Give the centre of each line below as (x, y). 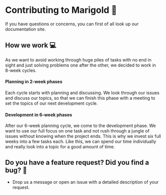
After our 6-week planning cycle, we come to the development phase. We (81, 126)
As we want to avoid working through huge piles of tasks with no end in (78, 60)
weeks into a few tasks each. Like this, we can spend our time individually (81, 141)
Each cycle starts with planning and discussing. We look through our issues (83, 93)
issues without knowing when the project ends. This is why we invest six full (83, 136)
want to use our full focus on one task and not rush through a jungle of (78, 131)
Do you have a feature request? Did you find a (77, 162)
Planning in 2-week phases (34, 82)
